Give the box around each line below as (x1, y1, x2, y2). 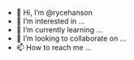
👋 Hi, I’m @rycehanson (15, 8, 93, 17)
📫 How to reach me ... (15, 43, 92, 52)
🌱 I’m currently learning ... (15, 25, 103, 34)
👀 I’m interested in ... (15, 16, 85, 26)
